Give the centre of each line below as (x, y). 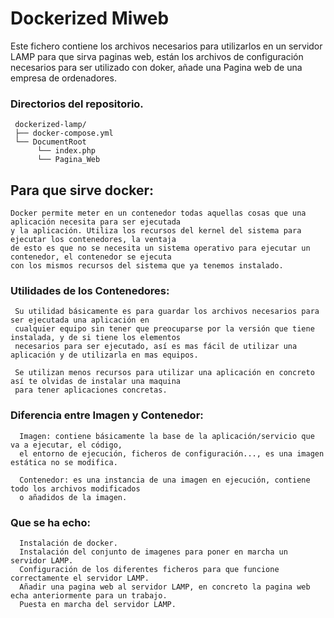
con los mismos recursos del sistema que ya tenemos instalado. (147, 266)
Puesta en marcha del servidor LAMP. (98, 604)
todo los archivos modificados (75, 488)
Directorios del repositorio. (77, 104)
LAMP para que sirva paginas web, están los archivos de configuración (157, 56)
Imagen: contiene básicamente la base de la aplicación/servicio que (167, 436)
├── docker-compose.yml (64, 133)
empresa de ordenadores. (63, 78)
